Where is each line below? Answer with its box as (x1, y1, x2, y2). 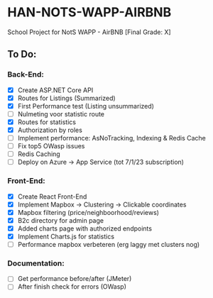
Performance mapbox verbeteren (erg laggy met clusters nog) (17, 240, 200, 248)
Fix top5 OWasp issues (17, 142, 85, 150)
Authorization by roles (17, 126, 83, 134)
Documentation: (7, 258, 65, 268)
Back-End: (7, 70, 45, 79)
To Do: (7, 48, 37, 60)
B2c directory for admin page (17, 216, 104, 224)
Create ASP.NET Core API (17, 86, 94, 94)
